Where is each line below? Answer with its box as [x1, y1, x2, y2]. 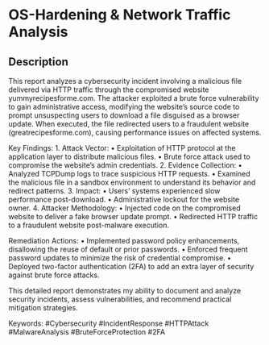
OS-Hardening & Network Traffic [8, 6, 231, 24]
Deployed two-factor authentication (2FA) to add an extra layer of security [8, 262, 255, 271]
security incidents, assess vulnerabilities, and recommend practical [8, 294, 232, 304]
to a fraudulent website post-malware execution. [8, 220, 169, 230]
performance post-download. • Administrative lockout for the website [8, 195, 240, 204]
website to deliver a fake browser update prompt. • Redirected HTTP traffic [8, 212, 259, 221]
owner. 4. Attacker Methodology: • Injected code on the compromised [8, 203, 241, 213]
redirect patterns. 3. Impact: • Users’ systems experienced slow [8, 186, 221, 195]
